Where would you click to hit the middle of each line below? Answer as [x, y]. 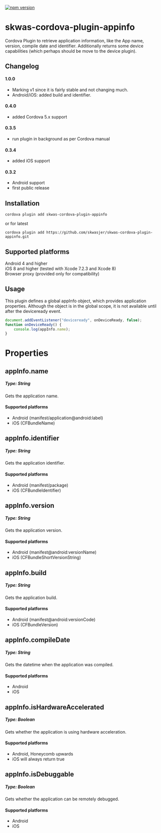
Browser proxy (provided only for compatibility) [52, 273]
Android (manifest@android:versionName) [54, 552]
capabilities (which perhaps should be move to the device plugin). [71, 51]
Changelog [22, 67]
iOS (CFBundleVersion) [35, 624]
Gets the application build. [31, 598]
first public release [31, 188]
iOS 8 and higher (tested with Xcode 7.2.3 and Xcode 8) [61, 269]
